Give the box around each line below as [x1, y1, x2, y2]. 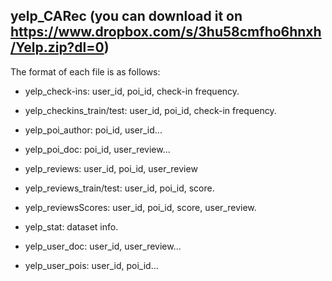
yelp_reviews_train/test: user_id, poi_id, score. [24, 182, 215, 194]
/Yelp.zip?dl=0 [10, 39, 105, 56]
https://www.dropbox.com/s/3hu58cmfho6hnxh [10, 24, 322, 41]
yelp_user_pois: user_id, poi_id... [24, 259, 159, 271]
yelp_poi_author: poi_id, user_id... [24, 124, 163, 136]
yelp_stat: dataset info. [24, 220, 119, 233]
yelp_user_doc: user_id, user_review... [24, 240, 182, 252]
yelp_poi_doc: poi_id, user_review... [24, 143, 171, 155]
